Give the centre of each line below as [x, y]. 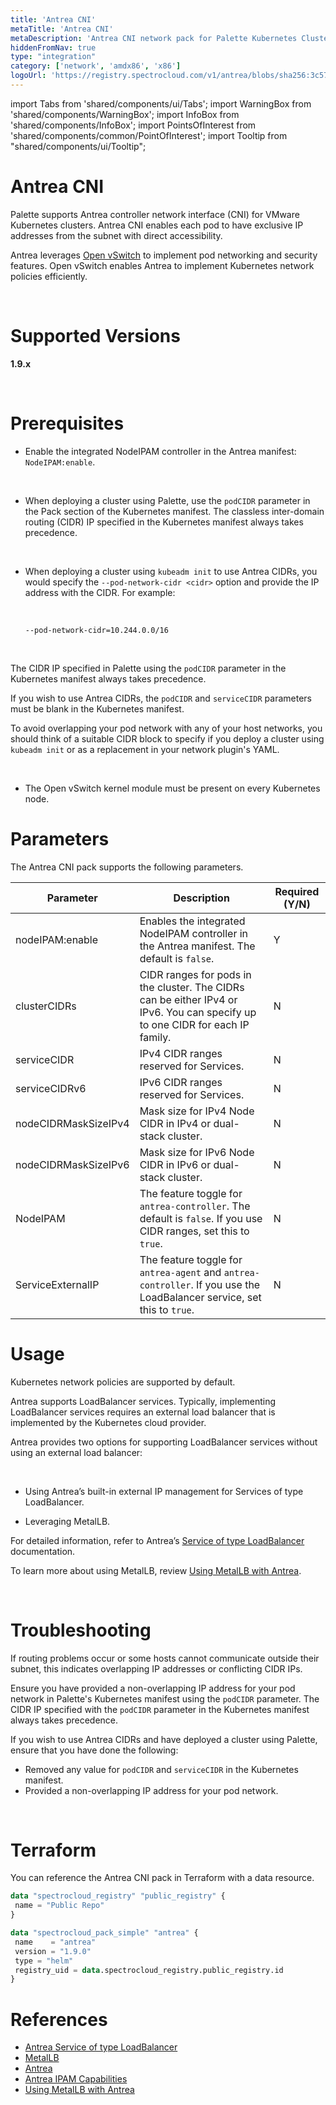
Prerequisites [67, 423]
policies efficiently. [49, 276]
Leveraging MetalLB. [67, 1521]
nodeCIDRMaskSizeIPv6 [72, 1164]
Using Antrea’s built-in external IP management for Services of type [164, 1491]
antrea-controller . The [195, 1206]
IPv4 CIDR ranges [181, 1053]
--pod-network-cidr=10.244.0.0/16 [96, 630]
